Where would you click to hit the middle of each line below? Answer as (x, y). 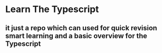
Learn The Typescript (52, 9)
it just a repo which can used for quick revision (81, 28)
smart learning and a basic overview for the (76, 36)
